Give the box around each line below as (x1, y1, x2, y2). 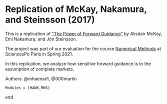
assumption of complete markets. (5, 66, 74, 72)
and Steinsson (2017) (5, 14, 95, 25)
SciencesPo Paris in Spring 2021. (5, 51, 73, 57)
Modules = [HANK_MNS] (5, 85, 50, 90)
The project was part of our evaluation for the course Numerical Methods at (5, 45, 161, 51)
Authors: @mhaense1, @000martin (5, 75, 77, 81)
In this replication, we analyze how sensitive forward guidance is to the (5, 60, 151, 66)
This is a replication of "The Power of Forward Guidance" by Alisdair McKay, (5, 30, 162, 36)
